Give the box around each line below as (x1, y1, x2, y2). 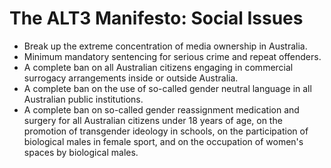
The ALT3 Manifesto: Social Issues (9, 7, 304, 30)
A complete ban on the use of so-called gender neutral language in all (23, 82, 312, 94)
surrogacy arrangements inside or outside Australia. (23, 72, 239, 84)
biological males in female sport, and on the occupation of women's (23, 135, 304, 147)
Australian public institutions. (23, 93, 144, 105)
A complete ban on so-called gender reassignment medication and (23, 103, 300, 116)
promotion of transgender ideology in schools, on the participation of (23, 125, 309, 137)
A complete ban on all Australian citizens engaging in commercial (23, 61, 294, 73)
